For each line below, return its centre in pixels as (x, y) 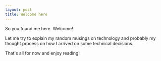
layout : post (19, 10)
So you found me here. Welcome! (39, 28)
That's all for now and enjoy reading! (43, 53)
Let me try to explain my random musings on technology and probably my (80, 38)
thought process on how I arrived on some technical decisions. (69, 43)
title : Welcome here (27, 14)
